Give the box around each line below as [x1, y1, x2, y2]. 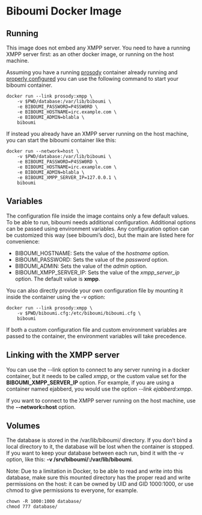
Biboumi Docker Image [6, 4, 122, 18]
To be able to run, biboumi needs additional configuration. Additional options [6, 218, 196, 226]
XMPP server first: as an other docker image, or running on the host [6, 51, 174, 58]
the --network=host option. [6, 403, 76, 411]
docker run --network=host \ [6, 148, 79, 154]
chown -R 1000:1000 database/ [6, 499, 82, 505]
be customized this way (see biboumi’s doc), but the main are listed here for [6, 231, 194, 239]
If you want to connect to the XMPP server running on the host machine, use [6, 397, 196, 404]
